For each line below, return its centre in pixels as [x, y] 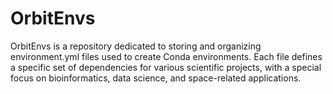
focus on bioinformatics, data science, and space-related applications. [156, 78]
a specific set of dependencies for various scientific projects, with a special [166, 67]
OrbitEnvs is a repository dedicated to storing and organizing [136, 46]
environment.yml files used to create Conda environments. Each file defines [166, 56]
